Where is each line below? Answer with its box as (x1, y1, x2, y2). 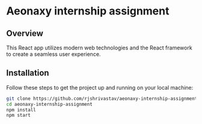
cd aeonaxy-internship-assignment (6, 101, 93, 107)
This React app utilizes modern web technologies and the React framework (6, 44, 192, 51)
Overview (6, 28, 44, 39)
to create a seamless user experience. (6, 51, 101, 58)
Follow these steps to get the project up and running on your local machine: (6, 84, 194, 91)
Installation (6, 68, 49, 78)
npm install (6, 107, 36, 113)
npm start (6, 113, 31, 119)
